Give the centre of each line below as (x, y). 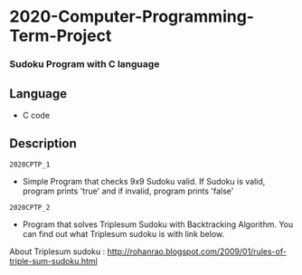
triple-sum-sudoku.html (53, 261)
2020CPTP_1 (30, 165)
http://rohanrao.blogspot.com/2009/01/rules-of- (197, 251)
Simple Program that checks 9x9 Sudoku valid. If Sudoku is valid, (144, 181)
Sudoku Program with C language (85, 64)
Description (43, 143)
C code (36, 115)
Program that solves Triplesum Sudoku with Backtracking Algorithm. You (158, 224)
